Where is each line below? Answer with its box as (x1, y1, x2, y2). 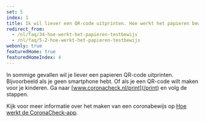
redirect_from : (6, 26, 45, 32)
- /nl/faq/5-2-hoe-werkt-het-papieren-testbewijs (12, 37, 140, 43)
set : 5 (6, 9, 23, 15)
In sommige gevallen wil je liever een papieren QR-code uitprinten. (6, 71, 174, 78)
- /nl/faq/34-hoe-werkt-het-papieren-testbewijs (12, 32, 138, 38)
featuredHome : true (6, 49, 56, 55)
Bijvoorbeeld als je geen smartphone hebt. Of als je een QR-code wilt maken (6, 77, 199, 85)
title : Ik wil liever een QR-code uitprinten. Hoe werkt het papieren (6, 20, 190, 26)
